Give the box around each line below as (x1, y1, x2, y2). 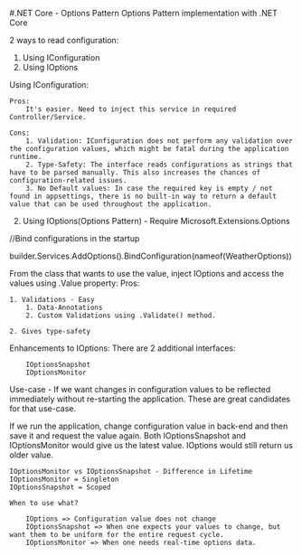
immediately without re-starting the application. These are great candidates (9, 393, 291, 404)
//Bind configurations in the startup (9, 233, 140, 243)
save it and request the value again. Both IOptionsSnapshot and (9, 430, 247, 441)
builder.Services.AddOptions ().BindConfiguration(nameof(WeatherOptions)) (9, 250, 292, 261)
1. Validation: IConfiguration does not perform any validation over (25, 137, 294, 146)
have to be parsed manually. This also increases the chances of (9, 168, 260, 177)
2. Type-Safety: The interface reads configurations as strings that (25, 160, 294, 169)
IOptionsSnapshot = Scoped (9, 483, 111, 492)
